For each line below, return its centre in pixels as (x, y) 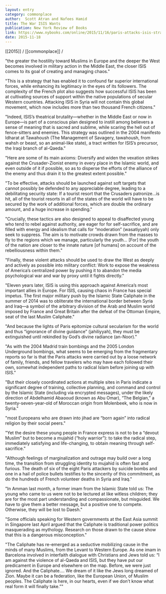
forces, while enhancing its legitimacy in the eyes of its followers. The (76, 86)
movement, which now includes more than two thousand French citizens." (80, 107)
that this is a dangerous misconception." (46, 535)
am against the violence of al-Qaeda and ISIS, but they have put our (74, 560)
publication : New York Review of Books (46, 28)
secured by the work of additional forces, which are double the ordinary (78, 204)
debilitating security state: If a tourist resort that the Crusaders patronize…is (82, 194)
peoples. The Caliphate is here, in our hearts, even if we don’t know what (80, 581)
